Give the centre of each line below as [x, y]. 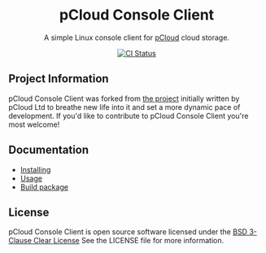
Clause [20, 241]
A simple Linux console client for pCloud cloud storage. [137, 37]
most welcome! [34, 124]
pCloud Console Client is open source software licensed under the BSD [128, 232]
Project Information [59, 79]
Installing [35, 169]
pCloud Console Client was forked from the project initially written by [124, 98]
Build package [44, 187]
